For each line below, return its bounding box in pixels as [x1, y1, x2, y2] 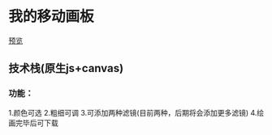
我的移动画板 [8, 7, 95, 26]
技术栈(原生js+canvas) [8, 61, 124, 75]
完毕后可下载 [15, 118, 58, 128]
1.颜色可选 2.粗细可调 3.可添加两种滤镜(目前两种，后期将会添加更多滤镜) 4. [8, 108, 257, 117]
